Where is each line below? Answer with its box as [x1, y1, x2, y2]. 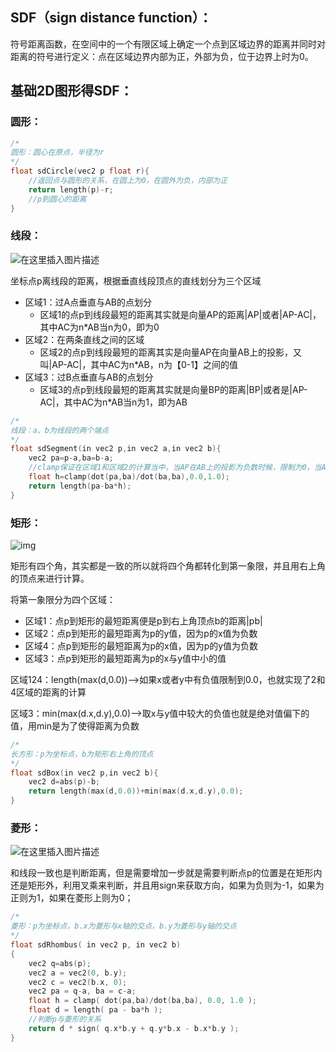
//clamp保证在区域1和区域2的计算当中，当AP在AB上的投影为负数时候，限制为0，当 [28, 463, 322, 473]
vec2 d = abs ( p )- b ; [28, 777, 101, 787]
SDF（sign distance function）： [10, 9, 213, 27]
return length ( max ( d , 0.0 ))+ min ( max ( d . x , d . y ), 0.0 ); [28, 786, 244, 797]
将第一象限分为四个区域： [10, 593, 116, 605]
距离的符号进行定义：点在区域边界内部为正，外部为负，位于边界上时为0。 [10, 50, 314, 62]
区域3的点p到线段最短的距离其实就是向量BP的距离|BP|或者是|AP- [39, 383, 308, 395]
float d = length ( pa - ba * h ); [28, 1005, 163, 1015]
